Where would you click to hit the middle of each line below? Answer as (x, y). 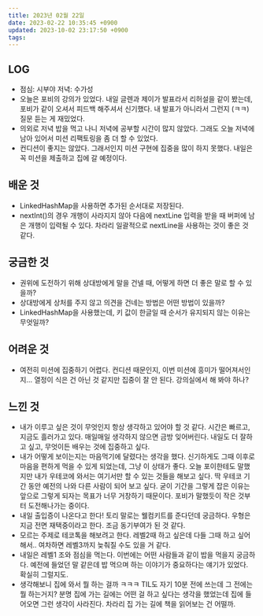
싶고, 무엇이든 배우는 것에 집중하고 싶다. (89, 447)
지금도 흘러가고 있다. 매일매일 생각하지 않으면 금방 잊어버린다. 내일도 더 (129, 437)
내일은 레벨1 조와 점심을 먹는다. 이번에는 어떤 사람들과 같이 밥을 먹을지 (127, 555)
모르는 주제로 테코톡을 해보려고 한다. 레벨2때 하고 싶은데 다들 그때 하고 (128, 535)
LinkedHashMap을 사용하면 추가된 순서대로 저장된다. (102, 205)
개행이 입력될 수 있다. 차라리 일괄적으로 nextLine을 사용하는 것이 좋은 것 (139, 225)
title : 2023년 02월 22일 (46, 15)
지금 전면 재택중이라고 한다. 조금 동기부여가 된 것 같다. (102, 526)
